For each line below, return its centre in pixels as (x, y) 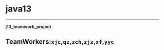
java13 (19, 9)
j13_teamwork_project (28, 26)
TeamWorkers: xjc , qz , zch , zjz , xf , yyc (60, 42)
